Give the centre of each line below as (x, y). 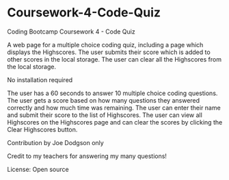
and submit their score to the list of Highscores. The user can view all (105, 115)
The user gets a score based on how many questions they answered (104, 100)
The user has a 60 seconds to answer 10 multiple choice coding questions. (112, 93)
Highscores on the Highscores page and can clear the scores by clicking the (115, 122)
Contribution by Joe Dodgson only (55, 142)
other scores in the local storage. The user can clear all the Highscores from (114, 59)
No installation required (40, 79)
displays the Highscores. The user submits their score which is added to (109, 52)
